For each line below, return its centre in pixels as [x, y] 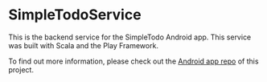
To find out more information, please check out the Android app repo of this [133, 61]
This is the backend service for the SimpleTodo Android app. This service [130, 37]
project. [21, 69]
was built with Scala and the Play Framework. [84, 45]
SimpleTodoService [75, 15]
